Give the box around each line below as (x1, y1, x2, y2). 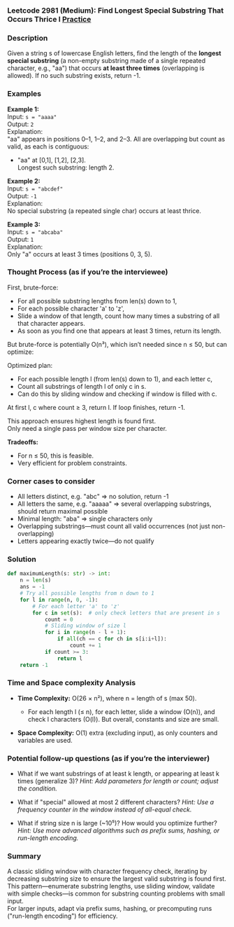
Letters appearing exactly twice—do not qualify (17, 537, 155, 545)
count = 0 (44, 616, 73, 623)
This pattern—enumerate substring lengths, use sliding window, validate (7, 882, 215, 891)
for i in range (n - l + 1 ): (44, 629, 127, 636)
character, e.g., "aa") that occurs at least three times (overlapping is (7, 64, 205, 72)
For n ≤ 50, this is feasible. (17, 451, 94, 460)
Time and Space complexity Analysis (7, 678, 136, 688)
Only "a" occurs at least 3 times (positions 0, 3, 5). (7, 249, 152, 258)
